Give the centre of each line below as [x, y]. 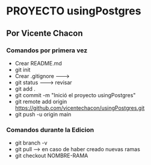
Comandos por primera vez [47, 50]
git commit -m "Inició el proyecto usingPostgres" [75, 95]
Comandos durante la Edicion [50, 130]
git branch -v [31, 143]
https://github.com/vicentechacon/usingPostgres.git [80, 108]
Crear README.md [38, 63]
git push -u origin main [43, 114]
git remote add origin [41, 101]
